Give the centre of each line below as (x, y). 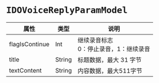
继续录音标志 (95, 40)
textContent (26, 70)
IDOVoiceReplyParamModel (67, 10)
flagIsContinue (29, 44)
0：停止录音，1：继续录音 (114, 49)
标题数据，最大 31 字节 (110, 60)
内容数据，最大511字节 (110, 71)
